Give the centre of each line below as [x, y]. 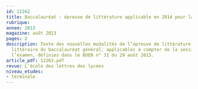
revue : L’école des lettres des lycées [55, 66]
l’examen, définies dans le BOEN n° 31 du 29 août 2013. [83, 55]
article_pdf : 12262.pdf [35, 60]
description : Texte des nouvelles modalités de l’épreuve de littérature [99, 44]
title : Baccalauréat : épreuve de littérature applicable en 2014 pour [96, 17]
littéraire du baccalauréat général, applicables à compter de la [95, 50]
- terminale [21, 77]
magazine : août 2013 [32, 33]
